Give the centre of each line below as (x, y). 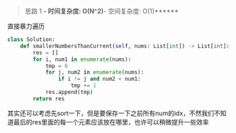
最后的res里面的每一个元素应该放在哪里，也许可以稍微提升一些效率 (111, 122)
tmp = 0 (57, 66)
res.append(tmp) (69, 92)
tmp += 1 (84, 86)
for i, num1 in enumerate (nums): (82, 59)
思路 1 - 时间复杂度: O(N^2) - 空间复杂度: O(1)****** (102, 11)
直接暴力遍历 (26, 26)
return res (49, 98)
